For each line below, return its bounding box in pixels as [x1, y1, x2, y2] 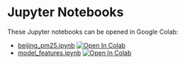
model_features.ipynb [17, 49, 82, 57]
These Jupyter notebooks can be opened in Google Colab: [7, 27, 179, 36]
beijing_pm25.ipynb [17, 41, 76, 49]
